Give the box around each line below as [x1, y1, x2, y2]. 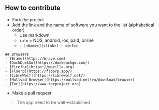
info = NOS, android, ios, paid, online [19, 37, 94, 43]
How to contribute [5, 4, 61, 12]
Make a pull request [12, 90, 52, 96]
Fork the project [12, 16, 44, 22]
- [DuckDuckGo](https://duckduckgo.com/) [5, 60, 90, 65]
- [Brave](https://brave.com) [5, 56, 66, 61]
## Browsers [5, 52, 29, 57]
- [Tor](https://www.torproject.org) [5, 81, 81, 86]
